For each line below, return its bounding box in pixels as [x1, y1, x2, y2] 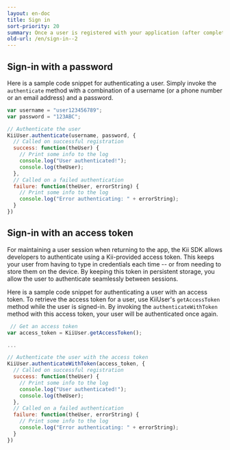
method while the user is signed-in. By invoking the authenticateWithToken [7, 302, 218, 310]
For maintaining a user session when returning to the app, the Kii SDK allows [7, 245, 222, 253]
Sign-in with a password [7, 61, 113, 73]
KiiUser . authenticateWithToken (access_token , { [7, 360, 146, 367]
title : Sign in [7, 16, 51, 23]
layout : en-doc [7, 10, 51, 17]
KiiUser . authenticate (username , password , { [7, 132, 136, 139]
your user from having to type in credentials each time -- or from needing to [7, 260, 221, 268]
